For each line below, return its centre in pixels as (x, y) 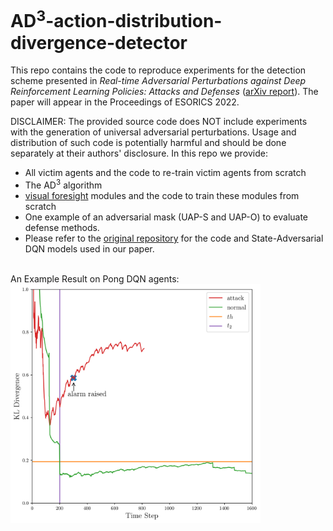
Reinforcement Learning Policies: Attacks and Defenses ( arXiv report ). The (164, 92)
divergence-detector (99, 42)
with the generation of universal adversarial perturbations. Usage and (153, 132)
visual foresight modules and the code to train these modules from (162, 195)
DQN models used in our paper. (89, 248)
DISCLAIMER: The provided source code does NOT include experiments (159, 122)
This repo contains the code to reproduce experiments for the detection (158, 70)
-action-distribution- (134, 21)
